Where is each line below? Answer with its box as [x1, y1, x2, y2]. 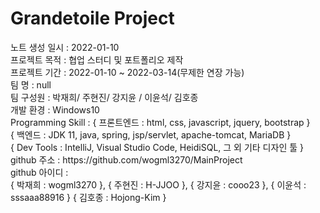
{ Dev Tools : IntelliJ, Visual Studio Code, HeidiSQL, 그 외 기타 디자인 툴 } [10, 141, 304, 153]
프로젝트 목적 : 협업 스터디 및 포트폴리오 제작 [10, 53, 184, 66]
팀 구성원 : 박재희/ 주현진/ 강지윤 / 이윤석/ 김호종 [10, 91, 199, 103]
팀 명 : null [10, 78, 52, 91]
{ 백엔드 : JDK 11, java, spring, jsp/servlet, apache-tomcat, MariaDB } [10, 128, 292, 141]
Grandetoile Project [10, 7, 175, 30]
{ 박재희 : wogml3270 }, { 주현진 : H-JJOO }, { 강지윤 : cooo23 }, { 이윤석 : [10, 178, 307, 191]
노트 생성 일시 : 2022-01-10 [10, 41, 120, 53]
